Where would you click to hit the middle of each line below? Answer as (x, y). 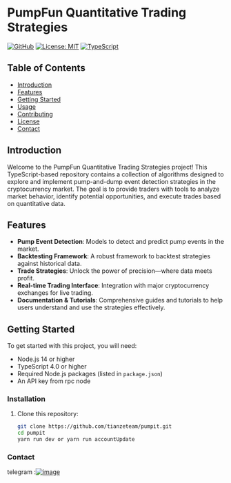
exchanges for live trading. (55, 293)
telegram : (22, 472)
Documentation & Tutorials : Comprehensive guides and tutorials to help (120, 300)
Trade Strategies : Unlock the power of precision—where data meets (114, 271)
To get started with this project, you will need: (72, 346)
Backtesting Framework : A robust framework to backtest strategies (114, 256)
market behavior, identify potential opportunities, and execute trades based (114, 196)
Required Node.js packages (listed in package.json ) (90, 374)
